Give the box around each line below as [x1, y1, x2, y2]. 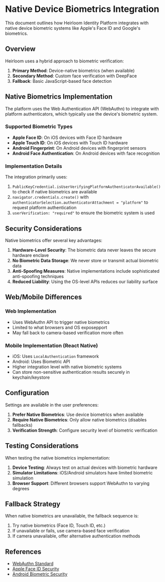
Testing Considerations [5, 442, 79, 450]
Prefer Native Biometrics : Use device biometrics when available [12, 411, 144, 417]
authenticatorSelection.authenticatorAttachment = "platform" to [12, 199, 148, 205]
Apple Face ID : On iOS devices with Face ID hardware [12, 134, 123, 140]
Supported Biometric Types [5, 123, 73, 130]
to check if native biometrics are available [12, 189, 97, 195]
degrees [12, 485, 30, 491]
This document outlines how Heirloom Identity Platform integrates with [5, 20, 149, 26]
